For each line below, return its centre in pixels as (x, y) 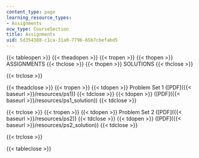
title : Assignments (31, 35)
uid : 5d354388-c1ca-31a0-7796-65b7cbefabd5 (62, 40)
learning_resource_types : (39, 18)
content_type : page (31, 12)
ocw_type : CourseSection (38, 29)
